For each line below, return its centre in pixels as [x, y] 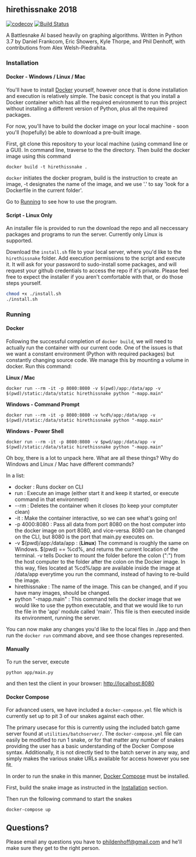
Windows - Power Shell [35, 431]
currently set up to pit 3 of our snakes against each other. [75, 716]
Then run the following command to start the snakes [69, 799]
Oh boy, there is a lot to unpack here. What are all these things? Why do [92, 458]
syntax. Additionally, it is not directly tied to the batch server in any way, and [98, 753]
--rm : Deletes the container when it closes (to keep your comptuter [96, 506]
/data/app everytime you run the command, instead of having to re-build [102, 574]
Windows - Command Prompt [43, 405]
